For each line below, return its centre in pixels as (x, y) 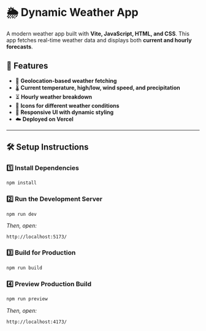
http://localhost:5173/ (37, 237)
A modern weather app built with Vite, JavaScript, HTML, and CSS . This (98, 33)
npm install (21, 183)
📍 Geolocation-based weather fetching (66, 80)
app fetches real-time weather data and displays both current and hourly (99, 40)
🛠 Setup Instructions (48, 147)
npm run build (25, 268)
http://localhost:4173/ (37, 322)
